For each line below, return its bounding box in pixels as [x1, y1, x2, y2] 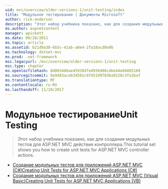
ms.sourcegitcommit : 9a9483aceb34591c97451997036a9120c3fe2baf [5, 73, 141, 78]
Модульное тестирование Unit [5, 109, 138, 120]
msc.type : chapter [5, 64, 44, 69]
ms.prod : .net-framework [5, 54, 57, 59]
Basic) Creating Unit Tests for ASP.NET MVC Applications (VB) [12, 178, 141, 184]
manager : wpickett [5, 31, 44, 36]
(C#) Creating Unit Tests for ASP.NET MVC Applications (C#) [12, 167, 137, 173]
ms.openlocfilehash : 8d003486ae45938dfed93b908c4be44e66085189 [5, 69, 141, 74]
